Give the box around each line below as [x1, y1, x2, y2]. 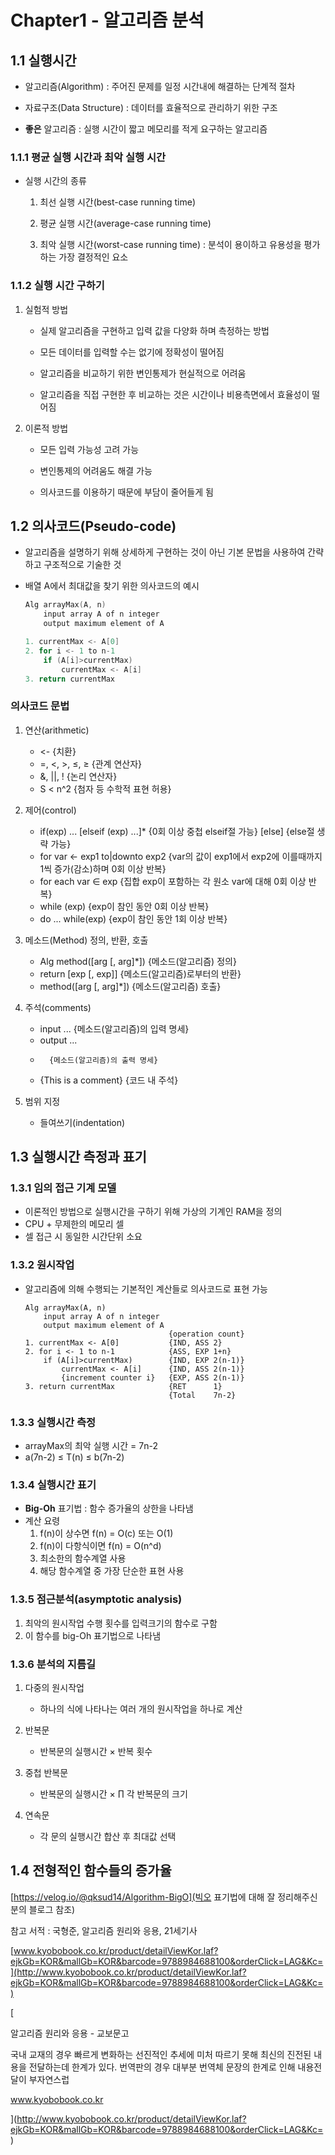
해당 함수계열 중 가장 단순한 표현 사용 [39, 1565, 185, 1577]
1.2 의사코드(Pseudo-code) [10, 517, 177, 535]
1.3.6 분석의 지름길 [10, 1657, 97, 1671]
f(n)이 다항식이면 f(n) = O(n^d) [39, 1540, 162, 1552]
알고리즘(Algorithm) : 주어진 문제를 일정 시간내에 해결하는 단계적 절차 [24, 81, 296, 92]
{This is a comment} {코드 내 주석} [39, 1074, 179, 1086]
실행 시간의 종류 [24, 175, 87, 187]
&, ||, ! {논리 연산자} [39, 770, 118, 782]
